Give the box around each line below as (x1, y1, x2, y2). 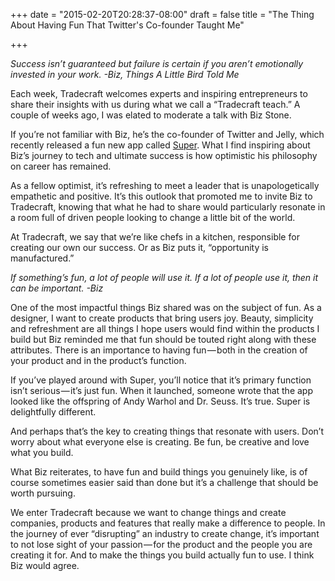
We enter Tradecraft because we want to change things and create (10, 507, 287, 518)
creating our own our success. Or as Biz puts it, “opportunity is (10, 242, 269, 253)
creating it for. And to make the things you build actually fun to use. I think (10, 549, 315, 561)
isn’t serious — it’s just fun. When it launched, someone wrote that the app (10, 385, 313, 396)
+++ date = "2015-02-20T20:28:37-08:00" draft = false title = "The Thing (10, 9, 315, 20)
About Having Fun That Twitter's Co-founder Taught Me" (10, 19, 245, 31)
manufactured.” (10, 252, 75, 264)
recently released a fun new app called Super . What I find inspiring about (10, 139, 311, 151)
